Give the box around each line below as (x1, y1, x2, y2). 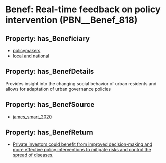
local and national (12, 53, 49, 59)
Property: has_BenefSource (5, 100, 95, 109)
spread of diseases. (12, 152, 54, 158)
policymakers (12, 48, 41, 53)
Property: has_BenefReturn (5, 128, 93, 137)
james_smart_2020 (12, 114, 52, 120)
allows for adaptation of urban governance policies (5, 86, 111, 92)
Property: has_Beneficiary (5, 34, 90, 43)
